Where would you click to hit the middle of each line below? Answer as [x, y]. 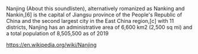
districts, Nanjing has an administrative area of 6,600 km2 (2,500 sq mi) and [99, 27]
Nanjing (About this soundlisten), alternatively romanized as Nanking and [95, 9]
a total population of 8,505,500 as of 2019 [57, 33]
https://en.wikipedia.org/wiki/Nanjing [51, 45]
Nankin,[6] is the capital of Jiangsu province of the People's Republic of [94, 15]
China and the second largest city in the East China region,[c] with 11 [90, 21]
